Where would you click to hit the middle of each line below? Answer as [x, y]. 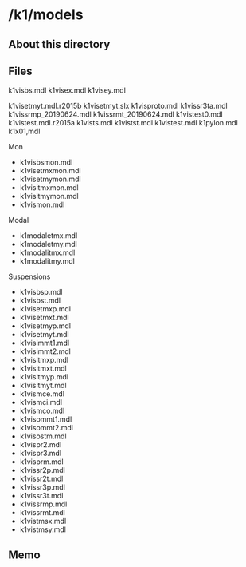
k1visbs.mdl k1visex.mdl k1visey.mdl [67, 90]
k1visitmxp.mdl [44, 360]
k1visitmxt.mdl [43, 368]
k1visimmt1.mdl [45, 343]
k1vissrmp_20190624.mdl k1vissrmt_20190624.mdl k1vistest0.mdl [115, 114]
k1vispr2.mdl [41, 445]
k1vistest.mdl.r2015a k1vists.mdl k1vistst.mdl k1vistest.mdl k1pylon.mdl [123, 123]
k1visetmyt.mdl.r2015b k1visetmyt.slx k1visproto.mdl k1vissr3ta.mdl [118, 106]
